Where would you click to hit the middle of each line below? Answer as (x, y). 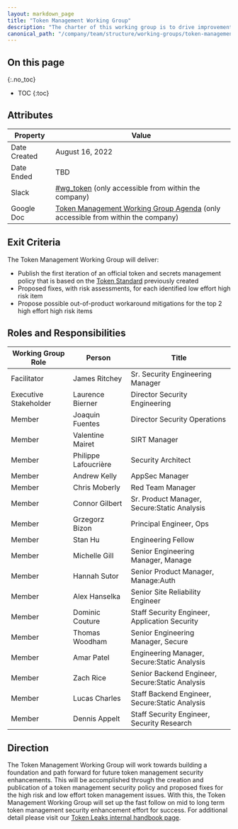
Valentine (89, 435)
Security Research (161, 723)
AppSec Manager (160, 475)
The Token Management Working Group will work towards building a (107, 765)
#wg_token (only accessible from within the (128, 188)
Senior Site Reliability (166, 592)
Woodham (90, 641)
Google (23, 208)
